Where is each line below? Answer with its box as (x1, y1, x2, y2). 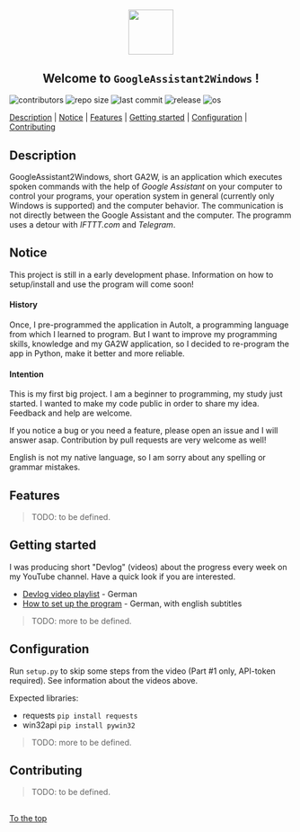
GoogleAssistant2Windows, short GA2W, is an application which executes (9, 172, 283, 182)
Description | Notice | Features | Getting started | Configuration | (9, 112, 248, 123)
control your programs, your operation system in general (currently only (9, 191, 275, 201)
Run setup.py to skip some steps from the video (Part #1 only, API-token (9, 666, 276, 676)
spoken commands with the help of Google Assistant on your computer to (9, 181, 283, 192)
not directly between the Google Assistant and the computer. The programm (9, 210, 292, 220)
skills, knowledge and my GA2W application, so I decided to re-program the (9, 338, 290, 350)
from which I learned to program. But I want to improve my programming (9, 329, 278, 340)
